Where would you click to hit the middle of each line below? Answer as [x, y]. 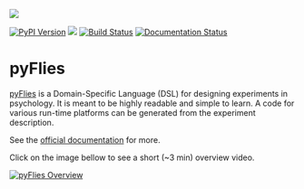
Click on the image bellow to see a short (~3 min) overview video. [132, 157]
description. [32, 122]
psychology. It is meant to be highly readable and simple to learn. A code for [152, 103]
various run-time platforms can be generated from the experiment [132, 112]
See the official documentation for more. [85, 139]
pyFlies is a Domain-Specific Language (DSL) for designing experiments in [149, 93]
